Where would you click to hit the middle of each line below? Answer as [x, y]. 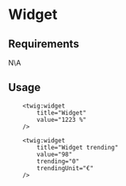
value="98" [55, 154]
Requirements [44, 44]
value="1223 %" [62, 120]
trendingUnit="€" [65, 168]
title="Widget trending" [78, 147]
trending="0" [58, 161]
